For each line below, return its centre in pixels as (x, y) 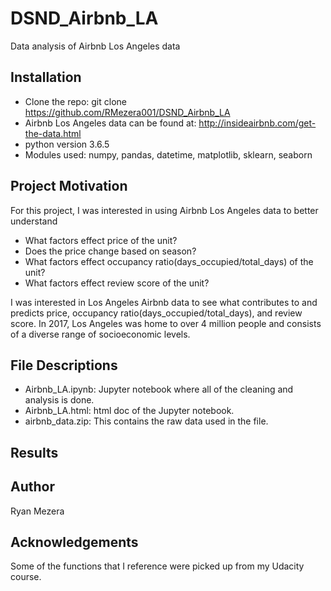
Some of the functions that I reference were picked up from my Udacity (157, 566)
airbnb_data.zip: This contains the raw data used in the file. (146, 421)
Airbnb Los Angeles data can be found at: (110, 123)
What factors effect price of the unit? (101, 240)
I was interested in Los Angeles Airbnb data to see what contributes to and (164, 302)
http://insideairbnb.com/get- (257, 123)
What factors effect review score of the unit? (117, 283)
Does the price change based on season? (110, 251)
